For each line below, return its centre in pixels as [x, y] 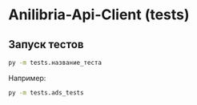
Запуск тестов [46, 44]
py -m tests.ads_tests [46, 93]
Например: [27, 78]
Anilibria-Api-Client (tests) [99, 15]
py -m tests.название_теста [55, 63]
